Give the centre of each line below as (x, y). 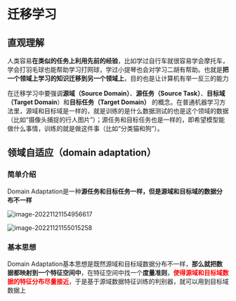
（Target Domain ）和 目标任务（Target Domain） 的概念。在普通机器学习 (113, 102)
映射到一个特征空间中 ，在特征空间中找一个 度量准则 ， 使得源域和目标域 (121, 272)
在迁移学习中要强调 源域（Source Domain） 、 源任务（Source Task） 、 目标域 (116, 93)
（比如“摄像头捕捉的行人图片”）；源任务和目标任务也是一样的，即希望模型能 (116, 120)
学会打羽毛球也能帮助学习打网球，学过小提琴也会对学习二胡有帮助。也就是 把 (118, 70)
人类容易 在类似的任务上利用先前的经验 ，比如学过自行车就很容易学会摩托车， (118, 61)
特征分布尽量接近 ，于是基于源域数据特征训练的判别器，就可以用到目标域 (124, 281)
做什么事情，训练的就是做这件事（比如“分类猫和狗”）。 (85, 128)
